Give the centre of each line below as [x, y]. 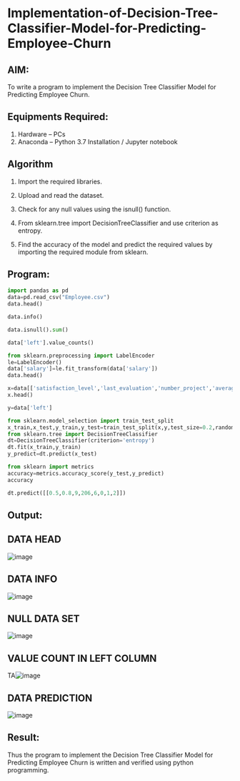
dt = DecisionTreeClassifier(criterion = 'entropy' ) [81, 440]
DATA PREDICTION [50, 698]
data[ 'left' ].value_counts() [51, 343]
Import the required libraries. [60, 181]
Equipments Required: [58, 117]
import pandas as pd [38, 291]
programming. [28, 770]
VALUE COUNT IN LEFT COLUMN [82, 658]
